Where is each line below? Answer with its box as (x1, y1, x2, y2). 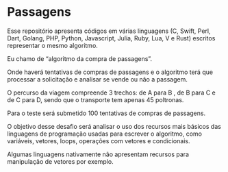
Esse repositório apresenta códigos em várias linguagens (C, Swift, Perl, (7, 27, 211, 35)
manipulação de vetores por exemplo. (7, 157, 114, 165)
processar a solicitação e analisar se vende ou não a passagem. (7, 75, 188, 83)
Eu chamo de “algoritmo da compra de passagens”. (7, 54, 153, 62)
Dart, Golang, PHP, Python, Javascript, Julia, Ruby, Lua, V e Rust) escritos (7, 34, 216, 42)
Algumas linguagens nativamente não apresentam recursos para (7, 150, 190, 158)
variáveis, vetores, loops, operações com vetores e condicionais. (7, 136, 190, 145)
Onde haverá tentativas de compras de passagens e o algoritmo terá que (7, 68, 214, 76)
